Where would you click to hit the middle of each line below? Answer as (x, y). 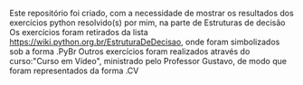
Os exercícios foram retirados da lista (79, 32)
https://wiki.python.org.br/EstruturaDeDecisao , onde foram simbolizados (145, 42)
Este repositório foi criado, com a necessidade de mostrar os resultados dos (151, 13)
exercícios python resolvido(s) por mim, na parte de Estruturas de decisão (148, 23)
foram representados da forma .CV (74, 71)
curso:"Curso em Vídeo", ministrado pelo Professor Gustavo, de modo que (148, 61)
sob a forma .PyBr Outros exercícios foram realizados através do (130, 52)
